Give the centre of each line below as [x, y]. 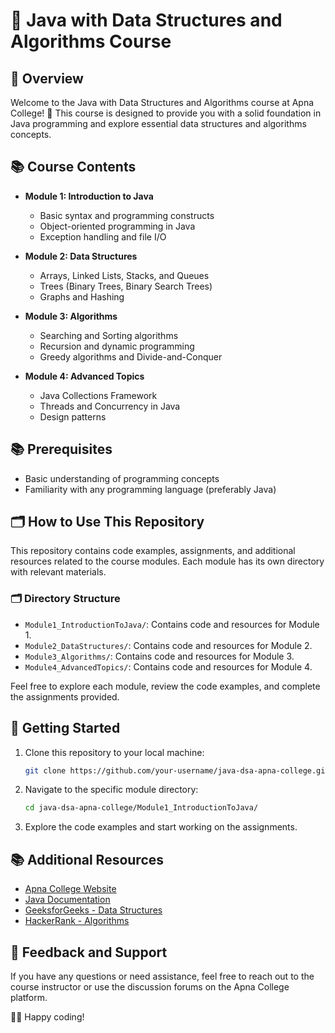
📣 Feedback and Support [89, 952]
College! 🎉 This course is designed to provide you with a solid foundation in [166, 113]
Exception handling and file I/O [103, 236]
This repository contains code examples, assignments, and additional [153, 551]
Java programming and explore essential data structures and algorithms [158, 123]
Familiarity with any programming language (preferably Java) [150, 489]
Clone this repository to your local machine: [114, 752]
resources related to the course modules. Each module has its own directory [167, 561]
